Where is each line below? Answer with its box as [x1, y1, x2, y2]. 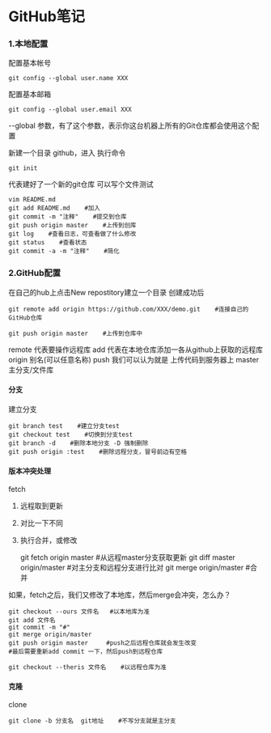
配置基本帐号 [8, 58, 51, 68]
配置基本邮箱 [8, 90, 51, 100]
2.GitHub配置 [8, 268, 61, 279]
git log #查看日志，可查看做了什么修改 [8, 230, 137, 239]
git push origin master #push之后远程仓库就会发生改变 [8, 639, 197, 647]
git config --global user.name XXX [8, 74, 129, 83]
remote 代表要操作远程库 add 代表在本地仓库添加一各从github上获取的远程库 [8, 345, 263, 354]
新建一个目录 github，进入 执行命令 [8, 148, 126, 158]
